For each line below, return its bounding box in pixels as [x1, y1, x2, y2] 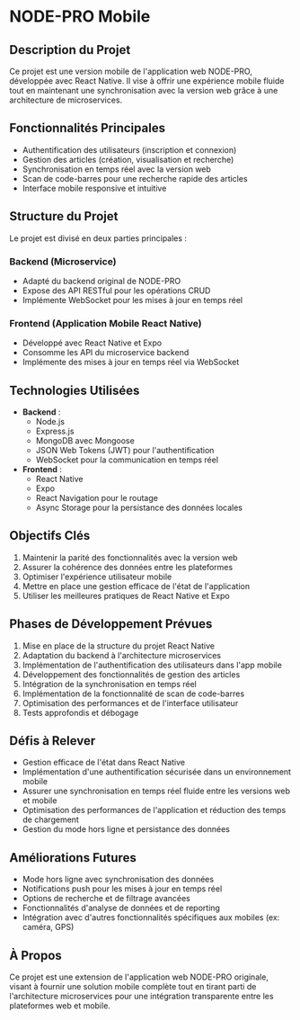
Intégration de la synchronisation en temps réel [22, 678, 198, 689]
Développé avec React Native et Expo [22, 337, 163, 348]
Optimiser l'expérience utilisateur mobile [22, 571, 172, 582]
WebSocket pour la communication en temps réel [35, 454, 218, 465]
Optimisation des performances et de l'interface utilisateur [22, 697, 239, 708]
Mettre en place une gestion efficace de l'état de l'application [22, 580, 250, 591]
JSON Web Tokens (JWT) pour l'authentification [35, 445, 215, 456]
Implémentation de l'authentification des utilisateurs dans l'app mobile [22, 659, 283, 670]
